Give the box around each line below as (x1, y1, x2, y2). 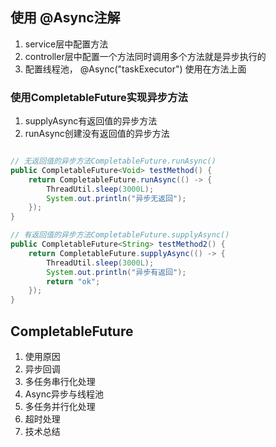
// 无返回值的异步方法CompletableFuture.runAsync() (10, 156, 217, 167)
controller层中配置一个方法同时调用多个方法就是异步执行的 (24, 50, 267, 62)
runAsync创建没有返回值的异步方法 (24, 128, 170, 140)
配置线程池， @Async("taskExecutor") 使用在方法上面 (24, 63, 247, 75)
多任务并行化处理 (24, 401, 96, 413)
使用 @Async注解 (10, 9, 121, 27)
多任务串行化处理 (24, 376, 96, 388)
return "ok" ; (46, 276, 101, 287)
